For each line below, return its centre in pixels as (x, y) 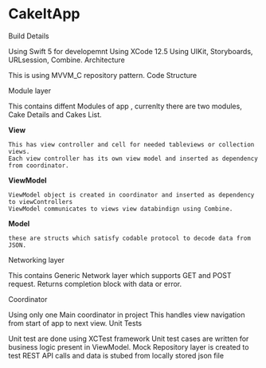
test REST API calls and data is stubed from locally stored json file (116, 355)
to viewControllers (41, 202)
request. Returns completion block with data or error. (95, 284)
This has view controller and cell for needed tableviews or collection (131, 144)
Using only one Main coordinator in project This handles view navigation (127, 315)
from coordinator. (39, 165)
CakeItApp (44, 14)
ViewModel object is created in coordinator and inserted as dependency (131, 195)
